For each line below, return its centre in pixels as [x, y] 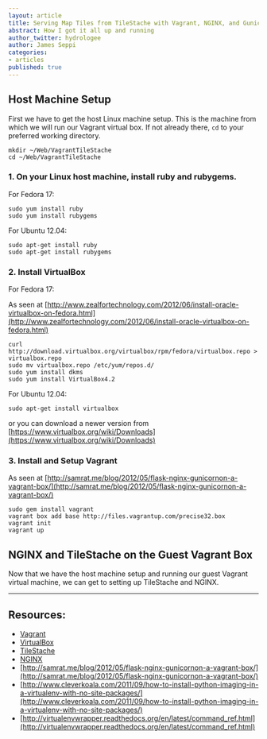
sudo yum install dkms [46, 373]
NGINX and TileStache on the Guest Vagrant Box [130, 554]
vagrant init [30, 524]
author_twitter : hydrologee [55, 38]
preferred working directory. [54, 135]
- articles [26, 60]
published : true [35, 68]
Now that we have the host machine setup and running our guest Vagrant [128, 574]
